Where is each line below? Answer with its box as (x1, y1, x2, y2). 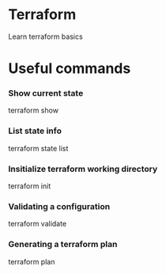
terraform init (8, 181, 51, 191)
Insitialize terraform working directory (8, 163, 158, 174)
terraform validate (8, 219, 67, 229)
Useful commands (8, 59, 131, 78)
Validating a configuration (8, 200, 111, 211)
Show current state (8, 88, 84, 99)
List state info (8, 125, 62, 136)
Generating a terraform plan (8, 239, 118, 250)
